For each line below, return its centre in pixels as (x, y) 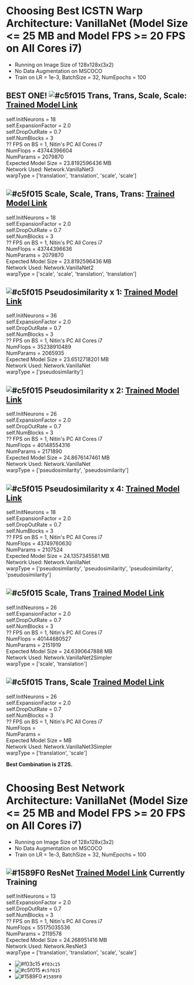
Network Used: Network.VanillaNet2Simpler (59, 657)
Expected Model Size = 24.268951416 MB (57, 940)
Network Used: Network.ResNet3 (46, 946)
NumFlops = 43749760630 (39, 543)
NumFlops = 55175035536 (38, 928)
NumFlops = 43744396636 (39, 249)
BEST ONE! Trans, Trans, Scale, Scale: (96, 96)
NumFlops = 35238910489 (39, 347)
